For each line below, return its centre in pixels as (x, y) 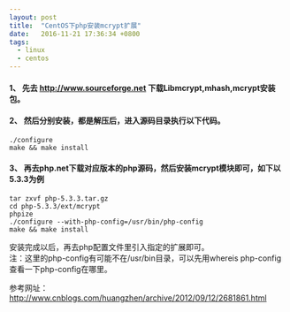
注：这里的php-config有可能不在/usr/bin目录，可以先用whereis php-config (145, 258)
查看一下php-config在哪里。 (61, 269)
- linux (31, 50)
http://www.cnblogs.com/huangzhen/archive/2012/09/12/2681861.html (138, 298)
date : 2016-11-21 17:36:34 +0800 (75, 34)
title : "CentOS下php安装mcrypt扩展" (75, 26)
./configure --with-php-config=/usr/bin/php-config (106, 222)
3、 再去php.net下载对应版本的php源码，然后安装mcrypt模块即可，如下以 (145, 168)
